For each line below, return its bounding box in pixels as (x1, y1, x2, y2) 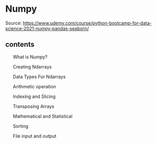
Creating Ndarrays (12, 63, 52, 69)
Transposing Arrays (12, 103, 55, 109)
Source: (5, 20, 22, 26)
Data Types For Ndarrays (12, 74, 66, 80)
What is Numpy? (12, 54, 48, 60)
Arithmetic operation (12, 83, 56, 89)
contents (5, 40, 35, 49)
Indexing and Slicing (12, 93, 56, 100)
